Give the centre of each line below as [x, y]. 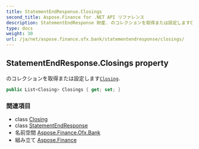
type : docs [20, 28]
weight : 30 [20, 34]
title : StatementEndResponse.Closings [54, 12]
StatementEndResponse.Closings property [87, 63]
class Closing [31, 119]
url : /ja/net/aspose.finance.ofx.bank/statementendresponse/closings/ [95, 39]
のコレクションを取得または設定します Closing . [63, 78]
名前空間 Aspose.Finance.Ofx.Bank [58, 132]
